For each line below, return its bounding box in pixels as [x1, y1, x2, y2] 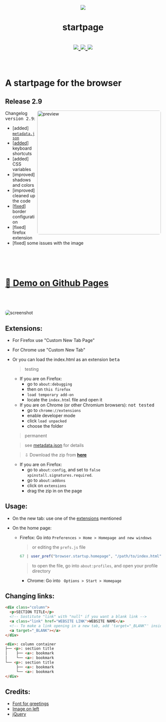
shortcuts [12, 151, 32, 157]
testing [24, 366, 39, 372]
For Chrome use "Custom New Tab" [12, 347, 85, 353]
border [12, 209, 26, 215]
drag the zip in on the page [27, 488, 83, 494]
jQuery [12, 711, 26, 717]
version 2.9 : [5, 115, 36, 121]
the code [12, 198, 31, 204]
